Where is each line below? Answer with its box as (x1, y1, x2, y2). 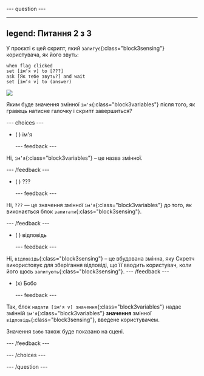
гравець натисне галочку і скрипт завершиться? (6, 107, 132, 114)
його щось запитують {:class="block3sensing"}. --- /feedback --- (6, 267, 169, 275)
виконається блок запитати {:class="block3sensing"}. (6, 208, 142, 215)
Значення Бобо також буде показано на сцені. (6, 327, 124, 335)
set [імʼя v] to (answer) (6, 78, 72, 84)
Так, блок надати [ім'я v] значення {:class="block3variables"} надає (6, 303, 182, 310)
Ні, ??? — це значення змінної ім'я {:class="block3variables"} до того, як (6, 201, 192, 208)
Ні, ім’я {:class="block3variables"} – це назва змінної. (6, 154, 143, 162)
